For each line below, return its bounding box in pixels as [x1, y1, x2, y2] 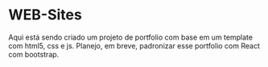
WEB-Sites [8, 6, 82, 24]
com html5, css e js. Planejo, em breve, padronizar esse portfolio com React [8, 40, 260, 50]
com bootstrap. [8, 49, 60, 59]
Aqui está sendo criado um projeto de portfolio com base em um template [8, 32, 254, 42]
